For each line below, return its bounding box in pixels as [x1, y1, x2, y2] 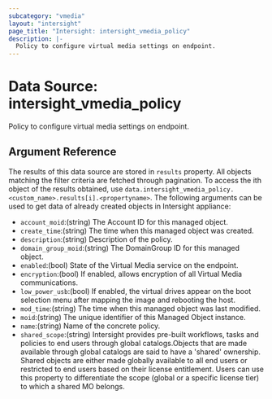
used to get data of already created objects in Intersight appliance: [8, 201, 231, 211]
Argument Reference [8, 145, 117, 159]
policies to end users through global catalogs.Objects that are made [19, 338, 248, 348]
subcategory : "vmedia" [8, 11, 85, 20]
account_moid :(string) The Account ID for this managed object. [19, 217, 229, 226]
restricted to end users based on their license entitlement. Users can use [19, 364, 264, 374]
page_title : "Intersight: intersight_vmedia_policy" [8, 27, 191, 35]
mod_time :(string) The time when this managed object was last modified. [19, 303, 261, 313]
